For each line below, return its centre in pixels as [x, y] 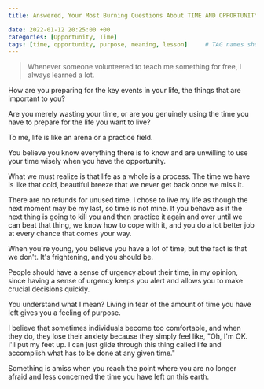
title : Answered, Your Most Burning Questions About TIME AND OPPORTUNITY [133, 15]
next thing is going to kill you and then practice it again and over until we [125, 217]
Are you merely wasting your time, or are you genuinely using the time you [128, 114]
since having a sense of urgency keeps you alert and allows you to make [126, 281]
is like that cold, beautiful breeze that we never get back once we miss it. [126, 185]
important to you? [37, 98]
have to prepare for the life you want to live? [79, 122]
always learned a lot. [61, 75]
